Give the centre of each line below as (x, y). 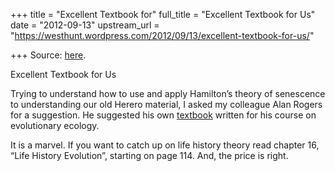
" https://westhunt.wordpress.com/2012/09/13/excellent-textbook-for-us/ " (162, 35)
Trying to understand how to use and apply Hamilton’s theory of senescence (168, 93)
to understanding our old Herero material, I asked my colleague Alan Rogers (166, 104)
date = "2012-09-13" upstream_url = (85, 25)
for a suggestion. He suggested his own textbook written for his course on (163, 115)
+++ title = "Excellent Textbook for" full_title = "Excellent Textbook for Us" (163, 14)
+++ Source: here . (48, 55)
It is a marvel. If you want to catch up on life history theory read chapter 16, (165, 145)
